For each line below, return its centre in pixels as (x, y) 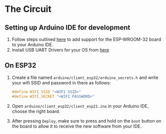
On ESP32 (21, 66)
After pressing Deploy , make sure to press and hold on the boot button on (86, 121)
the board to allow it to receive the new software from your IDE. (77, 126)
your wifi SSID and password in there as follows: (61, 82)
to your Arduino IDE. (32, 45)
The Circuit (28, 9)
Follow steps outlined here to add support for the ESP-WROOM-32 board (86, 39)
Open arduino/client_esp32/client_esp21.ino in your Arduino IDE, (80, 106)
